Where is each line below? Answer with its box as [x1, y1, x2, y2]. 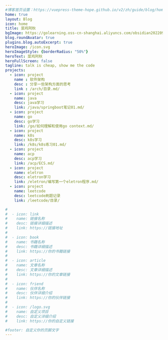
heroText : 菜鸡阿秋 [5, 53, 43, 59]
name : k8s [14, 133, 35, 138]
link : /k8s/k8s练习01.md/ [14, 142, 66, 147]
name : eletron [14, 170, 43, 175]
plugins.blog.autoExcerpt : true [5, 40, 72, 45]
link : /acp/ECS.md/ [14, 160, 55, 165]
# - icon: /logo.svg [5, 304, 50, 309]
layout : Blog [5, 16, 32, 21]
